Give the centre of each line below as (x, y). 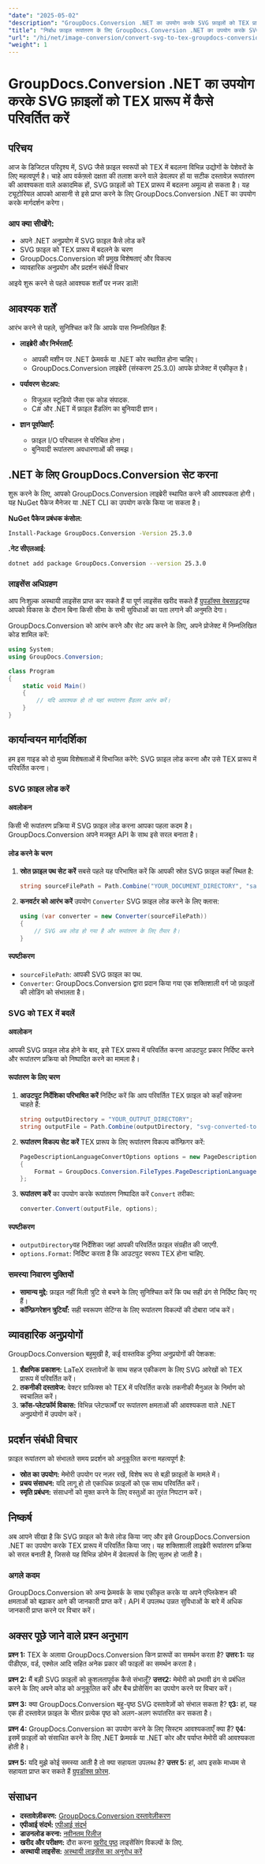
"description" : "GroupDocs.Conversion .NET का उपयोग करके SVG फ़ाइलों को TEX (129, 23)
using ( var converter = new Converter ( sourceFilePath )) (113, 916)
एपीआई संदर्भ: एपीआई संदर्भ (53, 1824)
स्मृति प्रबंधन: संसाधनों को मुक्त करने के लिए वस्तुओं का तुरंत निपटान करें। (111, 1492)
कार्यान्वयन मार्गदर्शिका (47, 740)
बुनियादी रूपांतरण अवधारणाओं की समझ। (82, 449)
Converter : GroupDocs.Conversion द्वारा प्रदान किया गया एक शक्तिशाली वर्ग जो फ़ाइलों (137, 983)
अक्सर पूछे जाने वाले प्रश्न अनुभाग (68, 1636)
